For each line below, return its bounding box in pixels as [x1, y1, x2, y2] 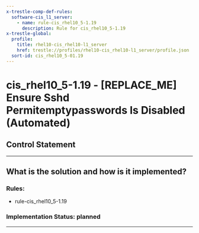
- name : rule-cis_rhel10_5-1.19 [17, 20, 97, 25]
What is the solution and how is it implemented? [6, 167, 187, 177]
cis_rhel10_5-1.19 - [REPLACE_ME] [6, 78, 177, 92]
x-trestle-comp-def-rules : [6, 8, 73, 15]
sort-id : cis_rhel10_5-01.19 [11, 53, 84, 59]
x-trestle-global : [6, 31, 52, 37]
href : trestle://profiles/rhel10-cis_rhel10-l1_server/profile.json [17, 47, 190, 53]
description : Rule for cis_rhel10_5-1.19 [21, 25, 126, 31]
